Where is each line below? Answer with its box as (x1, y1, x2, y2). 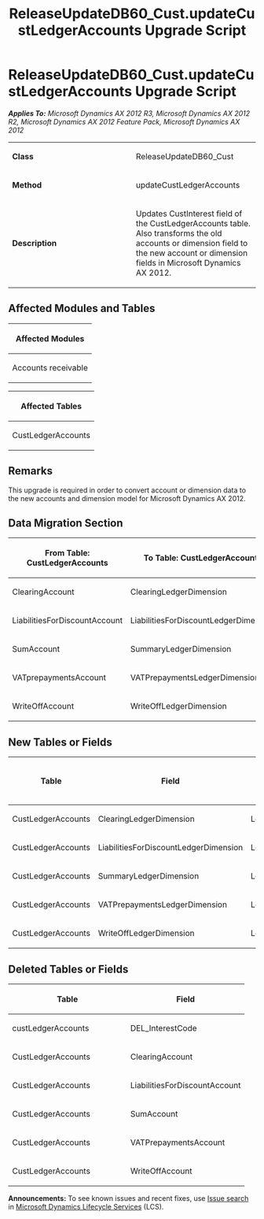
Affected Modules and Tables (8, 302, 156, 315)
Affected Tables (20, 400, 82, 411)
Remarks (8, 464, 53, 478)
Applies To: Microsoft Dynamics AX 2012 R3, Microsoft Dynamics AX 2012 (8, 108, 251, 118)
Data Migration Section (8, 516, 123, 530)
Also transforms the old (136, 228, 222, 239)
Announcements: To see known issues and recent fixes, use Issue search (8, 1194, 249, 1202)
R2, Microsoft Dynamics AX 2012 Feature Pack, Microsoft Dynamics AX (8, 117, 240, 126)
